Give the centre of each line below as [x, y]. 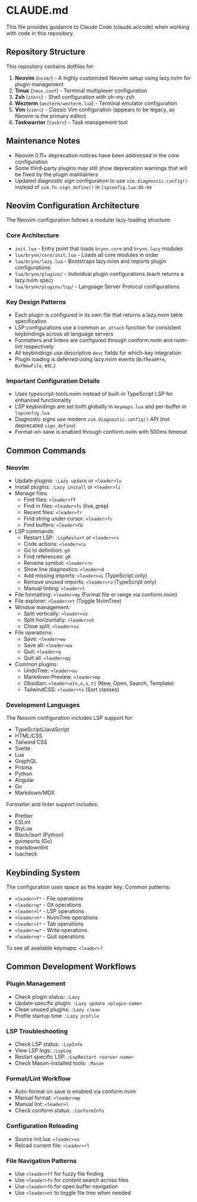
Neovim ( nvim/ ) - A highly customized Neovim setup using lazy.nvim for [103, 77]
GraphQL [26, 761]
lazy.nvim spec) [34, 280]
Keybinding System [43, 873]
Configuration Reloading [42, 1126]
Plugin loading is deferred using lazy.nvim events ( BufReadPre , [90, 359]
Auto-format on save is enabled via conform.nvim [75, 1092]
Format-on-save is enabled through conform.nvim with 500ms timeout [101, 432]
